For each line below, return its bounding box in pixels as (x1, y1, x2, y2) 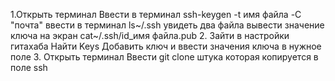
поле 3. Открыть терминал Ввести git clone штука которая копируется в (10, 51, 319, 63)
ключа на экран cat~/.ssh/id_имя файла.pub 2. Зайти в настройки (10, 30, 290, 41)
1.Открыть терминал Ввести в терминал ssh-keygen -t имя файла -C (10, 9, 302, 20)
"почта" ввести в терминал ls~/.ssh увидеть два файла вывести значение (10, 19, 325, 31)
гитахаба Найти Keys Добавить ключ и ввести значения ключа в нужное (10, 40, 322, 52)
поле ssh (10, 62, 48, 73)
